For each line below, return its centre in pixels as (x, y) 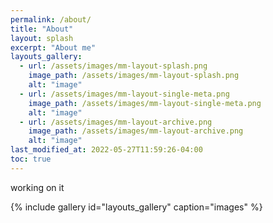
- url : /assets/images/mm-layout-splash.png (113, 66)
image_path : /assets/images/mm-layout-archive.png (136, 131)
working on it (37, 187)
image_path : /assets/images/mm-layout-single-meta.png (145, 103)
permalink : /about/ (51, 19)
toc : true (31, 159)
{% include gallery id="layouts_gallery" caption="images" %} (136, 207)
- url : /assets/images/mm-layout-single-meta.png (124, 94)
